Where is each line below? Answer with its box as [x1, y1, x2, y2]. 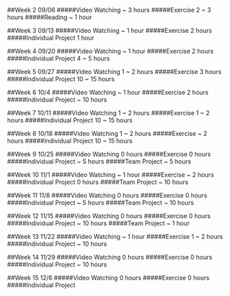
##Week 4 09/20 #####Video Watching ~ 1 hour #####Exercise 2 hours [7, 47, 214, 55]
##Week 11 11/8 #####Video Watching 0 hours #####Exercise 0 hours [7, 192, 208, 199]
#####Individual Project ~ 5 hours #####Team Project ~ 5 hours [7, 157, 191, 166]
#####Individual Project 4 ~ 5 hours [7, 54, 110, 62]
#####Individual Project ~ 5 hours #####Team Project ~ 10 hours [7, 198, 194, 207]
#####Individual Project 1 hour [7, 34, 94, 42]
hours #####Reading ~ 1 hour [7, 13, 92, 21]
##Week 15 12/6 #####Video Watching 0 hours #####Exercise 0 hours [7, 274, 210, 282]
